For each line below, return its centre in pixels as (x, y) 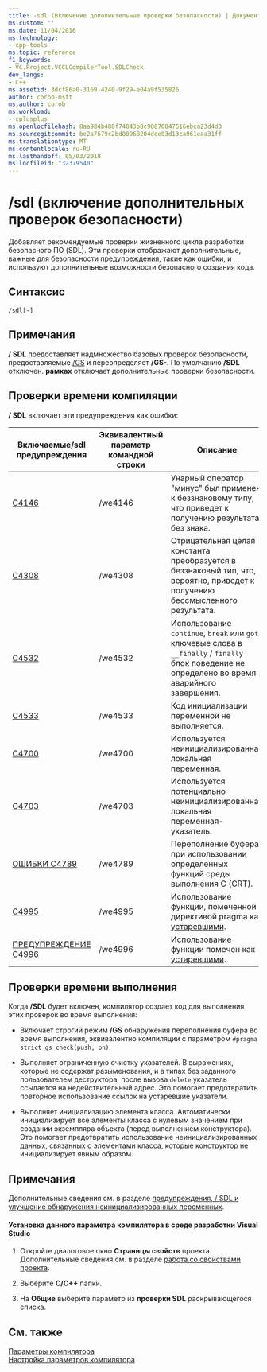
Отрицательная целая (213, 540)
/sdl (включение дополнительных (126, 203)
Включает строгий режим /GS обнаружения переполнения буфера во (139, 1030)
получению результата (215, 518)
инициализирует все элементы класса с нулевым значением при (131, 1120)
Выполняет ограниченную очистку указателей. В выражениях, (127, 1063)
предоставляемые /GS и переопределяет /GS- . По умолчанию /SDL (124, 362)
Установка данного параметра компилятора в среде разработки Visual (133, 1225)
